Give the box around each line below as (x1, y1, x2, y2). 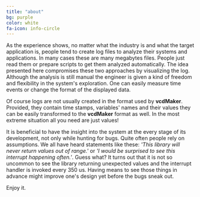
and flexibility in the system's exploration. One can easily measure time (6, 80, 181, 87)
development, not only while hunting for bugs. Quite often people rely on (6, 135, 185, 142)
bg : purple (6, 14, 33, 20)
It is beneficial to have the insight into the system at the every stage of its (6, 128, 186, 136)
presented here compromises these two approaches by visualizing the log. (6, 67, 190, 75)
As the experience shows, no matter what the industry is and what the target (6, 42, 195, 49)
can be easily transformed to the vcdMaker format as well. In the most (6, 110, 180, 118)
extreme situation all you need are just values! (6, 117, 119, 124)
